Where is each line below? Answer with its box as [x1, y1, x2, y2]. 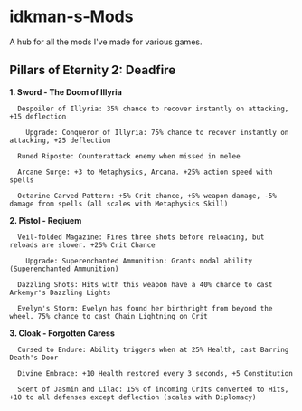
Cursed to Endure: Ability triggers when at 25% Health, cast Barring [17, 345, 289, 354]
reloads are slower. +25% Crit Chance [9, 240, 156, 250]
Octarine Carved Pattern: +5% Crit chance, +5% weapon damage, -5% [17, 191, 278, 200]
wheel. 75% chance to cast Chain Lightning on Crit [9, 311, 208, 320]
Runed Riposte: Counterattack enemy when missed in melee [17, 151, 241, 160]
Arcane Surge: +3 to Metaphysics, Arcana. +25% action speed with [17, 167, 273, 177]
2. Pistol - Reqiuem [9, 215, 82, 225]
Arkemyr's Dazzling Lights [9, 288, 111, 297]
